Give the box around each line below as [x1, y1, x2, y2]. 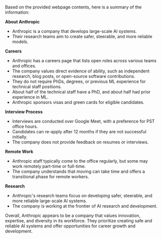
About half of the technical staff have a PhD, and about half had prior [12, 89, 151, 95]
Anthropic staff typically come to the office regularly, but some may [12, 158, 148, 164]
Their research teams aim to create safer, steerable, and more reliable [12, 34, 153, 39]
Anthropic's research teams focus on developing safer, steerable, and [12, 193, 153, 198]
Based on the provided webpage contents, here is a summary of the [5, 4, 142, 10]
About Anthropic [5, 19, 40, 24]
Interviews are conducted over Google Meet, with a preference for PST [12, 119, 155, 124]
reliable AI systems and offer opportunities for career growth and [5, 223, 136, 229]
